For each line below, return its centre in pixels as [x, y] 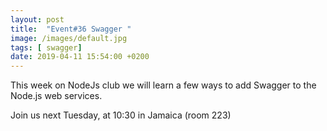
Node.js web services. [56, 96]
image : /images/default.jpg [69, 38]
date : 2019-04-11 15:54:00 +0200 [80, 57]
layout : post [37, 19]
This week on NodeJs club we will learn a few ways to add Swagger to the [163, 85]
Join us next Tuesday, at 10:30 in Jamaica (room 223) [121, 115]
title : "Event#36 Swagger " [71, 29]
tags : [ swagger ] [46, 47]
